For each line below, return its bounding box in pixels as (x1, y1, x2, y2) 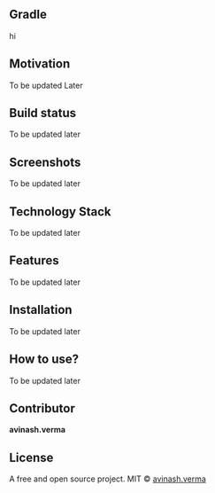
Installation (9, 302, 73, 317)
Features (9, 253, 59, 269)
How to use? (9, 352, 80, 367)
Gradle (9, 7, 47, 22)
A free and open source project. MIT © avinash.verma (9, 473, 206, 484)
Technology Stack (9, 204, 111, 219)
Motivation (9, 57, 71, 72)
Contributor (9, 401, 75, 416)
